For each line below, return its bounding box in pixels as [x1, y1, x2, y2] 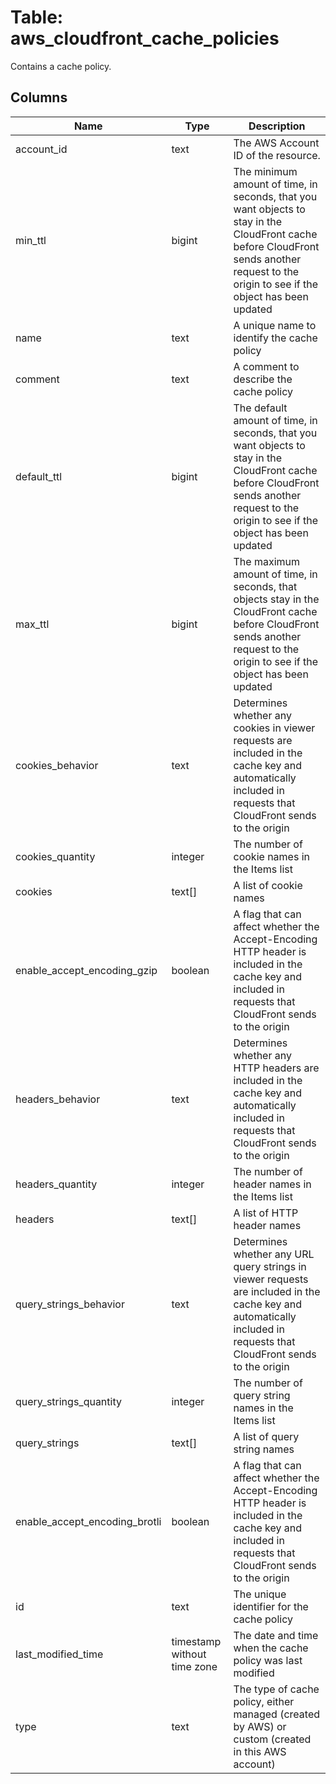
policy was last [233, 1653, 303, 1667]
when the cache [233, 1641, 309, 1655]
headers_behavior [15, 1092, 101, 1106]
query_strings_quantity [15, 1394, 122, 1408]
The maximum [233, 554, 301, 568]
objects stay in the [233, 592, 320, 606]
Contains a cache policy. [10, 60, 112, 72]
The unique [233, 1587, 287, 1601]
